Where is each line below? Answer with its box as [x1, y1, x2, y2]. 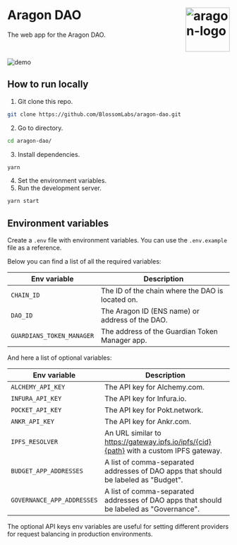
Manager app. [101, 336, 147, 346]
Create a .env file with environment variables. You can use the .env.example [7, 236, 228, 245]
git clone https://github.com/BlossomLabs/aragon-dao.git [7, 110, 181, 118]
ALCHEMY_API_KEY [11, 383, 66, 392]
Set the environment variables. [17, 177, 107, 185]
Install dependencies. [17, 150, 80, 158]
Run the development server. [17, 184, 102, 192]
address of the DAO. [101, 315, 168, 325]
